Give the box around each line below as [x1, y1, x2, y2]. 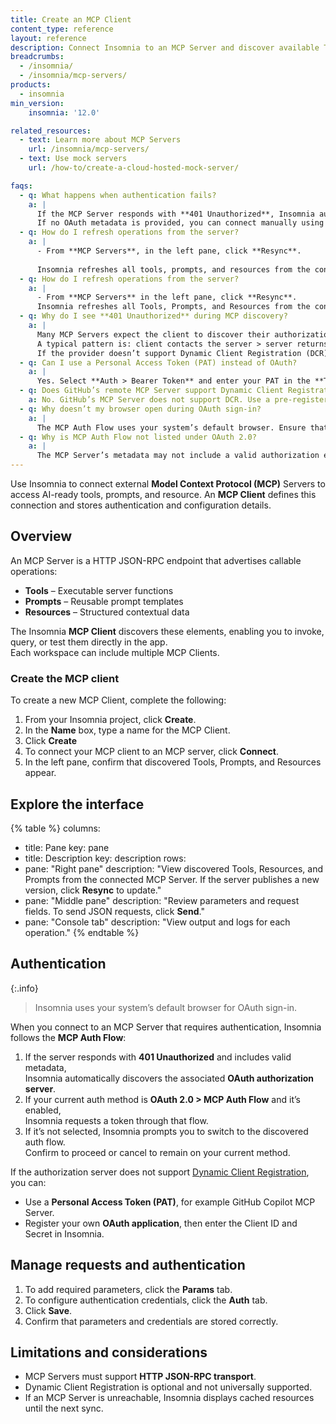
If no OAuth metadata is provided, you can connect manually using [36, 218, 325, 228]
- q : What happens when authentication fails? [19, 190, 217, 200]
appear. [24, 767, 57, 779]
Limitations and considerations [10, 1344, 208, 1361]
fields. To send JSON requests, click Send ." [24, 905, 205, 917]
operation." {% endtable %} [24, 926, 140, 938]
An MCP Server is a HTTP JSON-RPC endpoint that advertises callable [10, 554, 302, 566]
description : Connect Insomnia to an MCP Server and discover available [10, 42, 320, 53]
